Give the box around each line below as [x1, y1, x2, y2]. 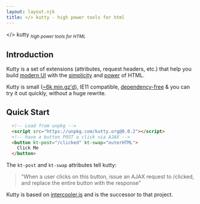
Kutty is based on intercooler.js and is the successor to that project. [6, 191, 173, 198]
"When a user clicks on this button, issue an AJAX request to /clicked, [20, 173, 195, 180]
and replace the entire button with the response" [20, 179, 141, 187]
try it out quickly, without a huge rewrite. [6, 90, 106, 97]
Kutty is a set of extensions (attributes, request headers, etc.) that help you [6, 65, 192, 72]
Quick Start [6, 107, 50, 117]
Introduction [6, 49, 54, 60]
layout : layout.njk [6, 8, 55, 15]
